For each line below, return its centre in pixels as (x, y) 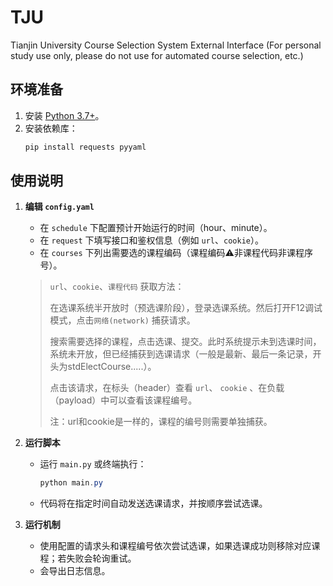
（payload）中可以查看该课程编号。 (123, 400)
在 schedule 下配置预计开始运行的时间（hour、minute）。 (156, 228)
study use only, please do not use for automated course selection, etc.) (157, 55)
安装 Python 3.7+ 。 (64, 115)
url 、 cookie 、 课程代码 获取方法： (117, 287)
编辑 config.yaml (59, 207)
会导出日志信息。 (75, 571)
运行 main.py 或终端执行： (93, 464)
